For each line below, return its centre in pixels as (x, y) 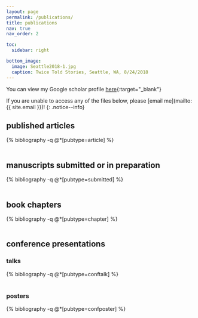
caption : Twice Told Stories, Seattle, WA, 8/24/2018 (80, 72)
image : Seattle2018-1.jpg (44, 66)
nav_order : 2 (22, 34)
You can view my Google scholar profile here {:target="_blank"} (84, 89)
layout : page (22, 12)
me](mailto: (178, 101)
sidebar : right (31, 50)
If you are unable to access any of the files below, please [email (85, 101)
